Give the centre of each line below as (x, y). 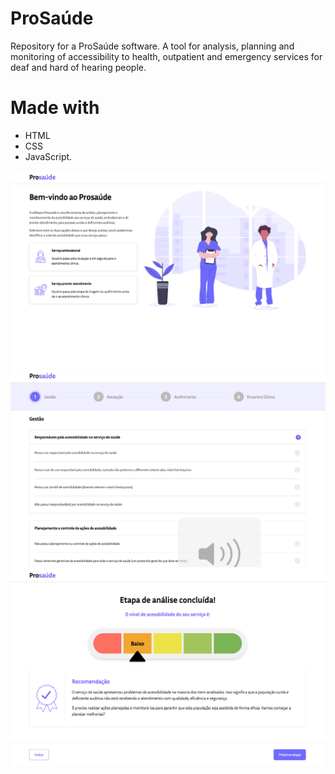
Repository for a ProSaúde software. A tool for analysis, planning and (152, 46)
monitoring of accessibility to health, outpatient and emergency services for (166, 56)
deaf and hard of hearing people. (78, 67)
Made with (55, 108)
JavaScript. (48, 156)
